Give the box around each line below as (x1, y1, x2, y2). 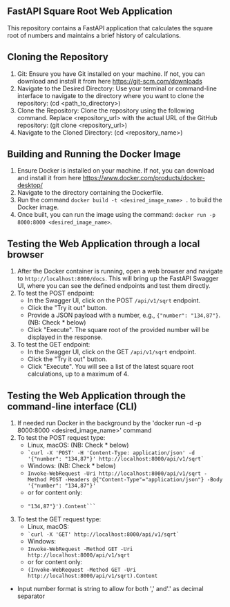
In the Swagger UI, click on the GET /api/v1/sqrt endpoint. (27, 348, 197, 356)
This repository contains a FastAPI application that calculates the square (7, 23, 213, 32)
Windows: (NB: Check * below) (27, 462, 116, 470)
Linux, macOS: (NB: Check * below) (27, 441, 129, 450)
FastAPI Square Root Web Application (7, 6, 173, 17)
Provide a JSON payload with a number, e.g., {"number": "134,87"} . (27, 311, 221, 320)
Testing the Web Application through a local (7, 238, 200, 249)
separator (17, 592, 46, 600)
